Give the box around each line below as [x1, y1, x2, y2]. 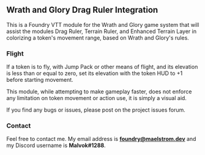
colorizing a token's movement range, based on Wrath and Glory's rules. [6, 34, 190, 41]
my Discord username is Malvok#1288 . [6, 142, 106, 149]
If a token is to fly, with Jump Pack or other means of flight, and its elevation [6, 63, 198, 71]
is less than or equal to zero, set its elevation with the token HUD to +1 [6, 70, 183, 77]
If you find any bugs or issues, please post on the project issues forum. [6, 106, 185, 114]
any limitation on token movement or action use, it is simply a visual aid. [6, 95, 187, 102]
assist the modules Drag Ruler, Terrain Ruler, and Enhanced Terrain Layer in [6, 27, 197, 35]
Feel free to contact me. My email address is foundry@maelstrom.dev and [6, 135, 196, 143]
